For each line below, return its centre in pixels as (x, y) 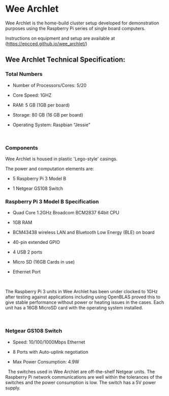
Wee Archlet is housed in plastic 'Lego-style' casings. (61, 159)
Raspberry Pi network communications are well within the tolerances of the (84, 377)
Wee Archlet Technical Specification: (65, 60)
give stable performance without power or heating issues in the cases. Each (84, 302)
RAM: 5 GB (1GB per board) (41, 105)
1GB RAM (22, 222)
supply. (13, 388)
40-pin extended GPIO (36, 242)
